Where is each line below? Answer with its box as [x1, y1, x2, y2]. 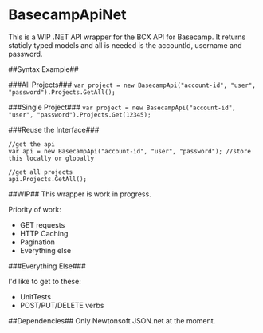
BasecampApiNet [8, 6, 127, 24]
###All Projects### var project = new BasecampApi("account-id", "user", [8, 80, 257, 89]
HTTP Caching [19, 228, 69, 238]
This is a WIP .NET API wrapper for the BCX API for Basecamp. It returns [8, 32, 246, 42]
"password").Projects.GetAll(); [8, 88, 116, 97]
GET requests [19, 220, 65, 229]
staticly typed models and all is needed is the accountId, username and [8, 40, 242, 50]
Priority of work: [8, 204, 61, 214]
